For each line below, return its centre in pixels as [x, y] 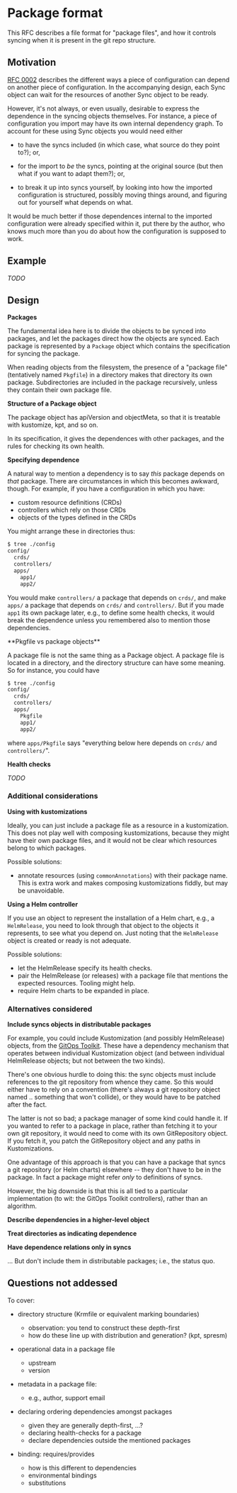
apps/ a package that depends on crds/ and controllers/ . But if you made [116, 605]
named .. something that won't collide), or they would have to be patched [114, 1097]
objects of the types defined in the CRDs [77, 518]
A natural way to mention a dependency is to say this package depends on [116, 474]
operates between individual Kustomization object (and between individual [116, 1053]
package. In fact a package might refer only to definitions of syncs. [105, 1178]
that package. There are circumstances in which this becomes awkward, [113, 481]
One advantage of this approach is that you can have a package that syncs [117, 1162]
